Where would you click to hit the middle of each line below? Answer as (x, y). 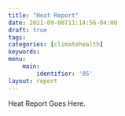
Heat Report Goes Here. (47, 103)
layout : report (33, 81)
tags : (17, 37)
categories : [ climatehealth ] (56, 45)
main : (31, 67)
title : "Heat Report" (44, 15)
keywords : (24, 52)
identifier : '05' (64, 74)
